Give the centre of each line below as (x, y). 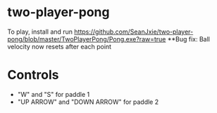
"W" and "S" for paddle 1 (54, 94)
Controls (33, 75)
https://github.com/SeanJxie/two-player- (134, 32)
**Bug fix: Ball (188, 39)
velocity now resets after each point (59, 46)
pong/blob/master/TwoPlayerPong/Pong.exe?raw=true (87, 39)
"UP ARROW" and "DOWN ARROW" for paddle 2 (88, 102)
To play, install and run (40, 32)
